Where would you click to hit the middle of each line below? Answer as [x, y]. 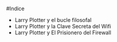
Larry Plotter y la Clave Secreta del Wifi [63, 26]
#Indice [15, 9]
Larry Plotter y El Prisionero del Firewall [63, 33]
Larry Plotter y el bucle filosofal [53, 20]
